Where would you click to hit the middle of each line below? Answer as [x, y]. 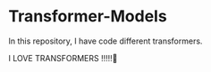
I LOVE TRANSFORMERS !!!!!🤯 [63, 58]
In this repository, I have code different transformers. [105, 41]
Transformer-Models [88, 16]
